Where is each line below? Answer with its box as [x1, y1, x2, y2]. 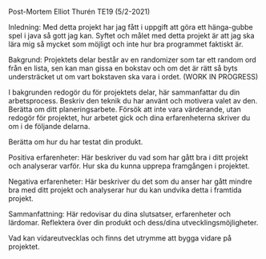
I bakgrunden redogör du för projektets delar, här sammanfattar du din [8, 87, 240, 97]
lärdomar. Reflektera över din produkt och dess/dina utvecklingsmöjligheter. [8, 218, 259, 227]
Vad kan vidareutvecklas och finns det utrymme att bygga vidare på [8, 233, 232, 243]
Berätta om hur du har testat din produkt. [8, 137, 143, 147]
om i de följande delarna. [8, 122, 91, 131]
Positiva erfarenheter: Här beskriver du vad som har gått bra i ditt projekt [8, 152, 248, 162]
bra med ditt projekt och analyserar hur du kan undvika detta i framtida [8, 185, 242, 195]
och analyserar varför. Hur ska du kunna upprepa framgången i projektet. [8, 161, 250, 171]
